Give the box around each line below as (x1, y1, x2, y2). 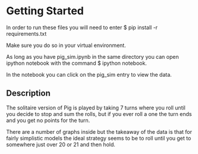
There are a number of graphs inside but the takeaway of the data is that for (6, 128, 192, 135)
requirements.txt (6, 30, 47, 37)
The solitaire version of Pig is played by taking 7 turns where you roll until (6, 104, 186, 111)
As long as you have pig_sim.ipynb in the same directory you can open (6, 53, 180, 60)
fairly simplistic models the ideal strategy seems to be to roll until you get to (6, 134, 191, 142)
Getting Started (6, 4, 84, 18)
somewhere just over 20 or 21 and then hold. (6, 141, 116, 148)
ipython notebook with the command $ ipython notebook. (6, 59, 147, 67)
